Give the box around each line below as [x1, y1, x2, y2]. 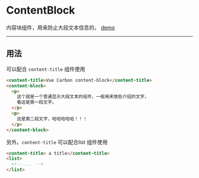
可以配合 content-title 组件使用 [6, 65, 85, 72]
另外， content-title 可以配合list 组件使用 [6, 138, 108, 145]
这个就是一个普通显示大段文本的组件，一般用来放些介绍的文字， [17, 94, 149, 100]
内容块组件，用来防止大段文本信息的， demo [6, 24, 115, 31]
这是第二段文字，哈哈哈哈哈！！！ [17, 116, 88, 122]
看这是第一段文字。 [17, 99, 57, 106]
